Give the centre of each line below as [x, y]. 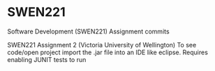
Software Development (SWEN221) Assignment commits [88, 31]
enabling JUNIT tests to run [47, 59]
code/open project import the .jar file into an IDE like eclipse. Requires [107, 52]
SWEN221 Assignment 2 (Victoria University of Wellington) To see [102, 45]
